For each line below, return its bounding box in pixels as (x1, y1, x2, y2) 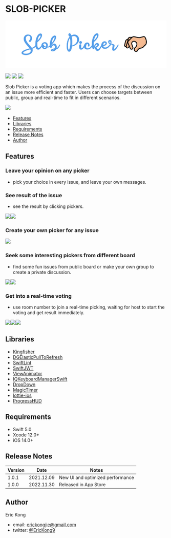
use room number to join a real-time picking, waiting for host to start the (12, 304, 165, 311)
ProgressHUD (12, 397, 42, 404)
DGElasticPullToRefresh (12, 354, 63, 360)
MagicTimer (12, 387, 38, 393)
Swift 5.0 (12, 426, 32, 432)
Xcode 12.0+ (12, 432, 40, 438)
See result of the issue (5, 191, 62, 199)
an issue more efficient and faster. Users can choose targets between (5, 89, 153, 95)
